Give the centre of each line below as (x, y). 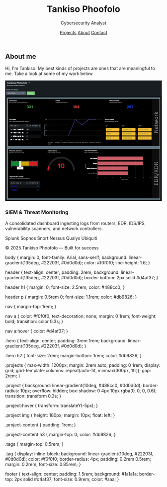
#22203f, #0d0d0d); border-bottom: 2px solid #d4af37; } (100, 277)
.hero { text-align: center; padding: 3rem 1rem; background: (66, 340)
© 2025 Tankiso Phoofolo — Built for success (52, 247)
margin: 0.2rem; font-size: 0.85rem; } (43, 464)
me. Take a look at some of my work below (49, 74)
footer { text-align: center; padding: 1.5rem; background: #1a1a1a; (72, 474)
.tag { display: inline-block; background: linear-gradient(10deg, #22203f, (79, 454)
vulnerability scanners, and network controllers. (54, 228)
